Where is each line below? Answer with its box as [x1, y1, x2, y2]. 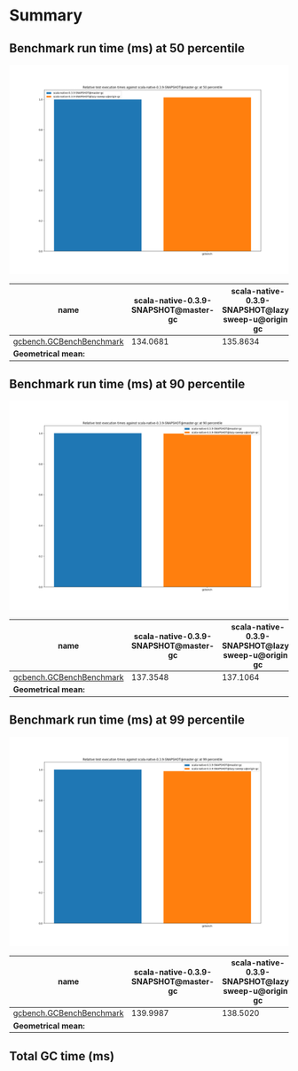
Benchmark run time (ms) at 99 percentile [9, 713, 246, 728]
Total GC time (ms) [9, 1048, 115, 1064]
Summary [9, 5, 82, 26]
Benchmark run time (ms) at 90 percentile [9, 376, 246, 391]
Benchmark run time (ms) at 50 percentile [9, 41, 246, 56]
